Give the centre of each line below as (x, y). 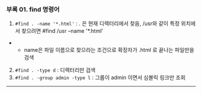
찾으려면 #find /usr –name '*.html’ (62, 31)
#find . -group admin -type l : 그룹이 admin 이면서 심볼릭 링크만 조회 (100, 77)
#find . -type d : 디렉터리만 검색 (55, 70)
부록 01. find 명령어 (33, 9)
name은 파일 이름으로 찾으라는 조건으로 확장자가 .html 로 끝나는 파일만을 (109, 50)
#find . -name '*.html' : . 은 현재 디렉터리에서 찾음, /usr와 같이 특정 (97, 24)
